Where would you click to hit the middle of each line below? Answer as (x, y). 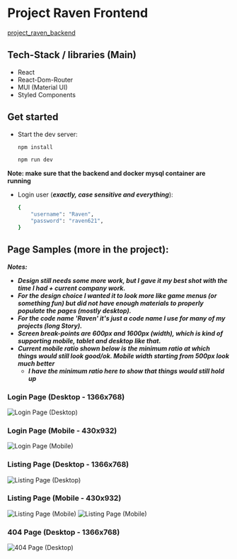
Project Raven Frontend (78, 13)
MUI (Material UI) (43, 87)
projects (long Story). (50, 326)
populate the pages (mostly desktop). (75, 311)
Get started (33, 117)
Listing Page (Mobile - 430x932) (64, 498)
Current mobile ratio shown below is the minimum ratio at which (114, 348)
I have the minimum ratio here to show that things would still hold (126, 371)
